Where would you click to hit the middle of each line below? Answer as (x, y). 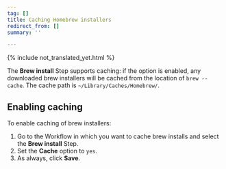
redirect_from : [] (33, 26)
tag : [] (18, 13)
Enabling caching (45, 107)
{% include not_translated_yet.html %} (61, 58)
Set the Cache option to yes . (57, 151)
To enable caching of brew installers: (59, 123)
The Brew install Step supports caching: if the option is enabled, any (104, 71)
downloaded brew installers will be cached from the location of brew (103, 78)
